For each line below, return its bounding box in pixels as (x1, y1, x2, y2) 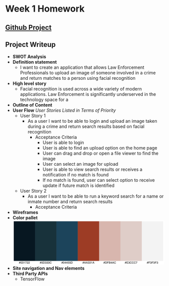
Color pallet (12, 215, 38, 221)
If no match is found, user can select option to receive (42, 177, 155, 183)
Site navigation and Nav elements (12, 265, 85, 271)
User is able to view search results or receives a (42, 166, 143, 172)
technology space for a (20, 97, 69, 103)
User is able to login (42, 139, 84, 146)
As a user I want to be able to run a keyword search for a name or (27, 193, 164, 200)
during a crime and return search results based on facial (27, 123, 145, 129)
